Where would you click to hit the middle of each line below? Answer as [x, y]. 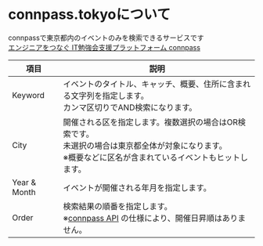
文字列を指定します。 [110, 96]
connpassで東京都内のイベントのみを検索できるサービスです [106, 38]
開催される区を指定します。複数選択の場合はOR [151, 122]
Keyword [29, 95]
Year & [24, 182]
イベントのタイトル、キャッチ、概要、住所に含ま [153, 84]
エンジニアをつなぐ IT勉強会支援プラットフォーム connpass [104, 47]
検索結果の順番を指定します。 [117, 206]
